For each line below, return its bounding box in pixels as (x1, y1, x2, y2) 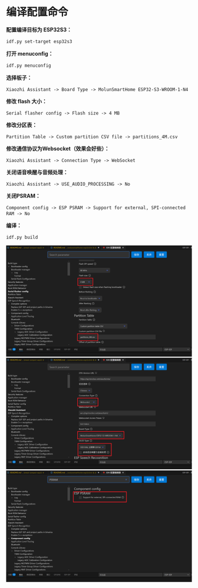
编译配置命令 (6, 5, 69, 19)
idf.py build (6, 234, 38, 240)
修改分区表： (6, 121, 37, 128)
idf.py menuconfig (6, 63, 51, 69)
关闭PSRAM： (6, 192, 41, 199)
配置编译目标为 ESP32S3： (6, 26, 72, 33)
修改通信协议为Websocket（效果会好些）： (6, 145, 110, 152)
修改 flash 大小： (6, 98, 47, 105)
